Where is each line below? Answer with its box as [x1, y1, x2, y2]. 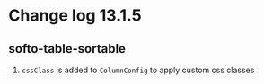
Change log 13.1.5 [8, 5, 142, 26]
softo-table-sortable [8, 41, 127, 56]
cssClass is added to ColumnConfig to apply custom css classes [21, 64, 255, 75]
